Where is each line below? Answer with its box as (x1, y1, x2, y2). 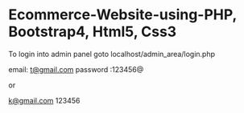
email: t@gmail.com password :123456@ (8, 64, 144, 74)
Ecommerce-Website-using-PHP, (8, 6, 238, 24)
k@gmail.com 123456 (8, 95, 81, 105)
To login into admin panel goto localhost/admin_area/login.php (8, 49, 216, 59)
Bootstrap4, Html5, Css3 (8, 22, 177, 41)
